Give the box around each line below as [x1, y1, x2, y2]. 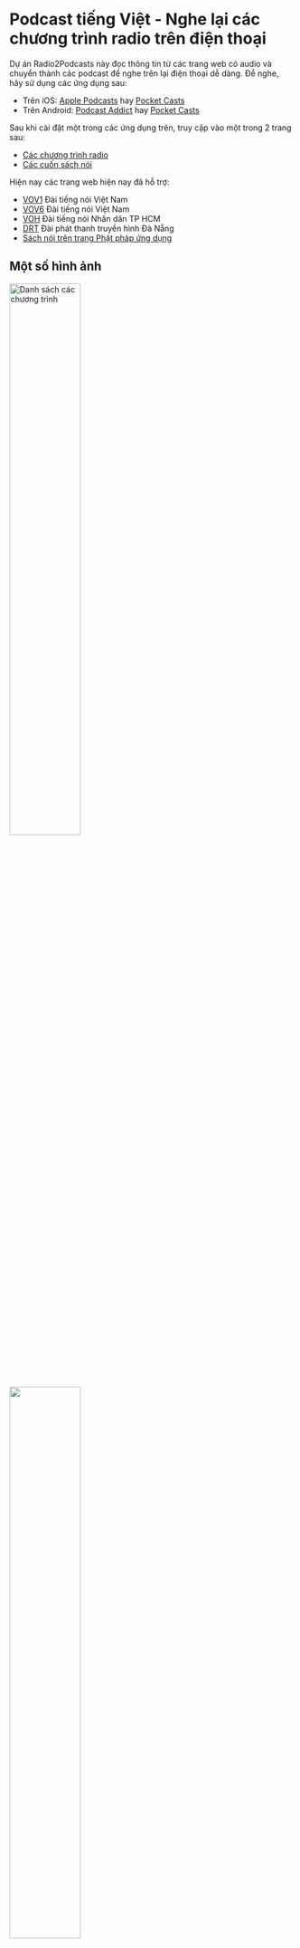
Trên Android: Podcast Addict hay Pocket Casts [22, 104, 201, 115]
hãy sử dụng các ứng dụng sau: [9, 77, 127, 88]
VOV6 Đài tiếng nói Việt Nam [22, 204, 130, 215]
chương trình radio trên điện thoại [9, 28, 267, 49]
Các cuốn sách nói [22, 158, 93, 169]
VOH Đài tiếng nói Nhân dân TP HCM [22, 213, 161, 224]
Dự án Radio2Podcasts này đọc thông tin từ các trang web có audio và [9, 58, 273, 69]
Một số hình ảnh [9, 259, 102, 274]
